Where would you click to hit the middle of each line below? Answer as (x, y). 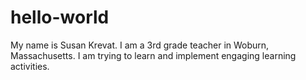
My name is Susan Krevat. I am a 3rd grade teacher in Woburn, (140, 45)
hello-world (60, 17)
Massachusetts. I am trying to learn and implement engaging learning (153, 55)
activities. (30, 66)
